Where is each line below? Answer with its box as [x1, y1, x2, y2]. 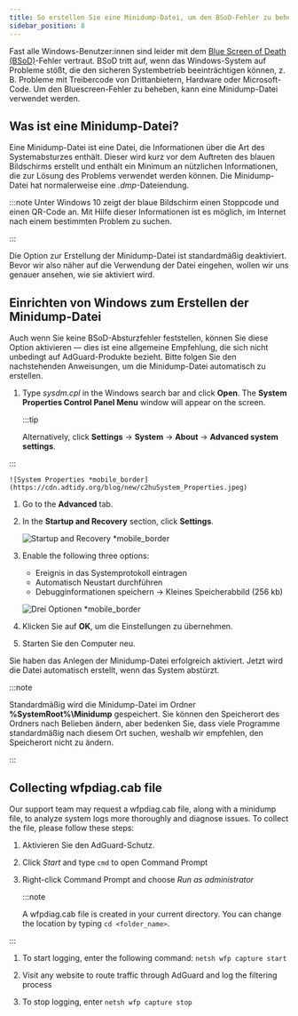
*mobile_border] [88, 476, 149, 484]
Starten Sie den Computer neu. [21, 638, 136, 649]
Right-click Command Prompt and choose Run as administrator [21, 874, 255, 884]
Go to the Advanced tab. [21, 499, 114, 509]
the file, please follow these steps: [9, 822, 135, 833]
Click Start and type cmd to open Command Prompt [21, 857, 208, 868]
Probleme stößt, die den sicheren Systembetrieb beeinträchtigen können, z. [9, 64, 286, 76]
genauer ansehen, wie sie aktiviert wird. [9, 269, 155, 280]
